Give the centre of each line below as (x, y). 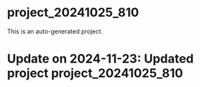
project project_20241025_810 (95, 73)
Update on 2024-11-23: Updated (101, 59)
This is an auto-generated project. (55, 31)
